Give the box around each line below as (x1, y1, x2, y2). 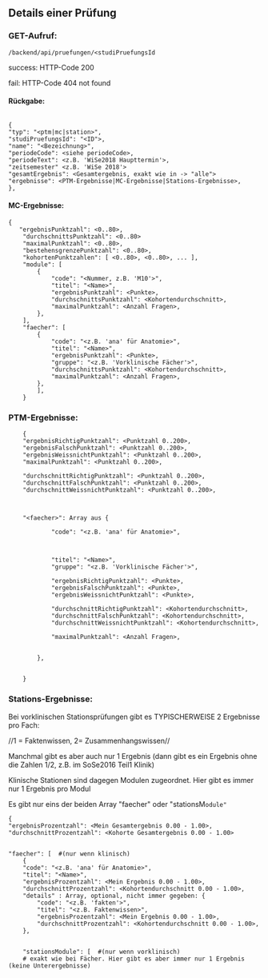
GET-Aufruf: (8, 30, 58, 42)
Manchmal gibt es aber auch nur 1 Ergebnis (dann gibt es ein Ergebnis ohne (8, 751, 258, 760)
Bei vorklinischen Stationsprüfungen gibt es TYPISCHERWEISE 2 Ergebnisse (8, 712, 260, 721)
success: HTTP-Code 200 (8, 62, 94, 72)
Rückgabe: (8, 96, 46, 106)
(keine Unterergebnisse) (8, 961, 91, 970)
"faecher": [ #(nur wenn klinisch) (8, 849, 130, 858)
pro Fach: (8, 720, 40, 730)
